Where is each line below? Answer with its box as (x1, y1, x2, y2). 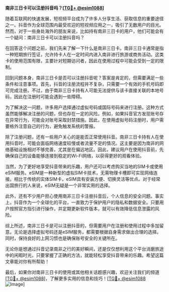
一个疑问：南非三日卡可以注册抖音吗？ (5, 35, 84, 40)
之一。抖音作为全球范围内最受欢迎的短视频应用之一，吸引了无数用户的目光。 (5, 22, 164, 28)
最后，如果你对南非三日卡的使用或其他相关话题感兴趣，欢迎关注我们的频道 (5, 269, 159, 275)
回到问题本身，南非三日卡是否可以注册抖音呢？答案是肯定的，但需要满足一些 (5, 75, 164, 81)
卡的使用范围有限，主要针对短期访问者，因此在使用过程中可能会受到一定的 (5, 58, 159, 63)
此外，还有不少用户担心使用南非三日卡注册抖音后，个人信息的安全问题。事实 (5, 193, 164, 199)
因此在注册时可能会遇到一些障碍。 (14, 94, 84, 100)
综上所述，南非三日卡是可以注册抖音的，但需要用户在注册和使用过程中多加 (5, 223, 159, 229)
